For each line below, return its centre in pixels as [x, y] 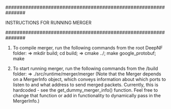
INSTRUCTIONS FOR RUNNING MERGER [48, 23]
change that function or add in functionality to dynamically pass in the [87, 96]
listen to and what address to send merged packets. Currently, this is [85, 85]
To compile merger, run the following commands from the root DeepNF [88, 48]
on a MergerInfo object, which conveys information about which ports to [89, 79]
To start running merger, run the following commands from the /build [85, 69]
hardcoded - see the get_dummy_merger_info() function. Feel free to [85, 90]
